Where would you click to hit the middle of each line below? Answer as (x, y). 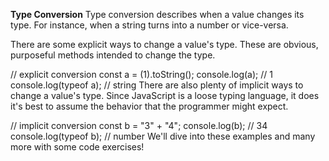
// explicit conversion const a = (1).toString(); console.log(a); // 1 (141, 74)
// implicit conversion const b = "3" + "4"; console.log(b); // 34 (139, 125)
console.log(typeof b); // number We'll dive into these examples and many (163, 136)
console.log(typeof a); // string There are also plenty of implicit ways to (157, 85)
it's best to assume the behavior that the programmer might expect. (149, 106)
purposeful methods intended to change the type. (113, 55)
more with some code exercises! (77, 147)
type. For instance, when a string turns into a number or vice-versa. (149, 25)
